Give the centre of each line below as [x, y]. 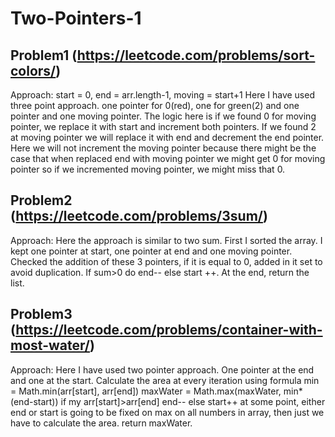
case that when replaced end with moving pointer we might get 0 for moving [168, 158]
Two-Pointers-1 [76, 18]
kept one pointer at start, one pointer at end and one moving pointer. [151, 251]
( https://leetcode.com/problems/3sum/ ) [139, 216]
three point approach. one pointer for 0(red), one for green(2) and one [155, 105]
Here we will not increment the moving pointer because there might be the [163, 148]
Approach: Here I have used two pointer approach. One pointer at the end [162, 369]
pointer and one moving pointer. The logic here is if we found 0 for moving [163, 116]
